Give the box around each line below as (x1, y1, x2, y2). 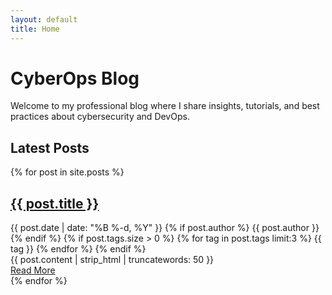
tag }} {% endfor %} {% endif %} (10, 243, 147, 255)
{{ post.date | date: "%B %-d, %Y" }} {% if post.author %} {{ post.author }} (10, 222, 320, 234)
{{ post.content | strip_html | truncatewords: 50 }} (10, 254, 215, 266)
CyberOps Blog (10, 67, 140, 90)
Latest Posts (10, 139, 90, 156)
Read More (10, 264, 56, 276)
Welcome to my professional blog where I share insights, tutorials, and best (10, 100, 320, 112)
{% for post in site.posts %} (10, 166, 125, 178)
